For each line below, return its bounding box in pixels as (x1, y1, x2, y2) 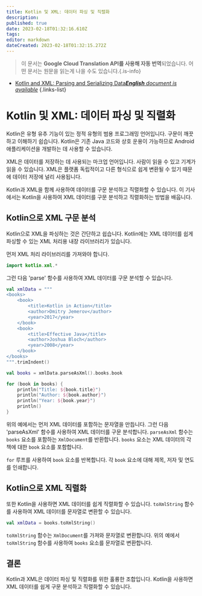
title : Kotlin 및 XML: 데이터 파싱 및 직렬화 (6, 8, 110, 15)
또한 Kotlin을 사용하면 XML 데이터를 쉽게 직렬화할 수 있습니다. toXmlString (6, 500, 183, 507)
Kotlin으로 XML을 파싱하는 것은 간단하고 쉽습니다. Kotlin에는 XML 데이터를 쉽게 (6, 230, 194, 237)
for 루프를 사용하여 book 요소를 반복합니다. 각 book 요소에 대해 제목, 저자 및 (6, 456, 183, 463)
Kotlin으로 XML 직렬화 (6, 483, 87, 493)
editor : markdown (6, 37, 50, 43)
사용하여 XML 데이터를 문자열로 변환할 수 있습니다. (12, 508, 132, 515)
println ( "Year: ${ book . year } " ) (17, 398, 96, 404)
